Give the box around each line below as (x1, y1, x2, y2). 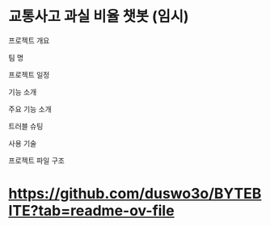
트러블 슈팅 (8, 121, 44, 131)
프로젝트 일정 (8, 69, 50, 79)
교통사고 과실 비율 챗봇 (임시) (8, 7, 189, 26)
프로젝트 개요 (8, 36, 50, 45)
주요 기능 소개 (8, 104, 53, 114)
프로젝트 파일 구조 (8, 155, 65, 165)
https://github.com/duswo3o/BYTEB (8, 185, 262, 203)
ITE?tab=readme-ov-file (8, 202, 175, 220)
